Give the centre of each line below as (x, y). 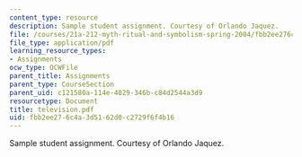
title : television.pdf (52, 109)
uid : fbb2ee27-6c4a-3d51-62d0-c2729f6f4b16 (92, 118)
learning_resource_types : (58, 51)
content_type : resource (54, 17)
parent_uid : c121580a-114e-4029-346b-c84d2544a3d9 (106, 92)
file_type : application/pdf (62, 43)
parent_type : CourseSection (62, 84)
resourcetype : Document (54, 101)
